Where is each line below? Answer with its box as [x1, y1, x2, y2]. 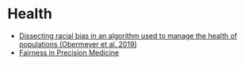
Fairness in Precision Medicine [18, 48, 120, 57]
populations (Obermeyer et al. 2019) [18, 39, 137, 48]
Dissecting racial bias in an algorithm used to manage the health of [18, 31, 238, 40]
